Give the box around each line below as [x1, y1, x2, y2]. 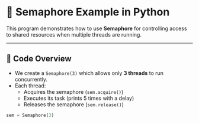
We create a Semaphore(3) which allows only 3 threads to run [14, 69, 164, 76]
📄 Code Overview [6, 54, 72, 64]
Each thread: [14, 82, 46, 89]
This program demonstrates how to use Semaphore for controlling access [6, 25, 188, 32]
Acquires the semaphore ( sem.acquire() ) [23, 88, 124, 95]
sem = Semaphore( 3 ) [6, 112, 54, 118]
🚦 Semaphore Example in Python [6, 5, 170, 19]
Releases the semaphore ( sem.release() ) [23, 100, 124, 108]
